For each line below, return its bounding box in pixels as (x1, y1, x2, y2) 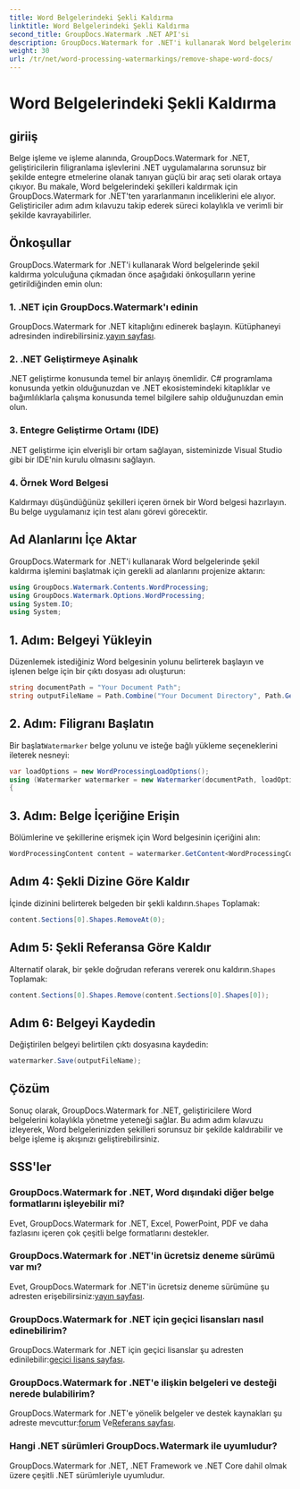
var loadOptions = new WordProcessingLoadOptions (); (9, 766, 210, 775)
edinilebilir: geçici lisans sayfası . (9, 1354, 126, 1365)
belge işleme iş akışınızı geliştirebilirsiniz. (9, 1134, 160, 1144)
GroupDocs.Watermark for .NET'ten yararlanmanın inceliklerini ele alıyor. (9, 191, 277, 201)
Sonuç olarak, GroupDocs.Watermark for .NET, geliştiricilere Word (9, 1105, 252, 1116)
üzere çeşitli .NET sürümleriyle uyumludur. (9, 1469, 165, 1480)
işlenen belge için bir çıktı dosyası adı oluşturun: (9, 666, 186, 677)
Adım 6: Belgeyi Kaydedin (9, 1015, 156, 1031)
